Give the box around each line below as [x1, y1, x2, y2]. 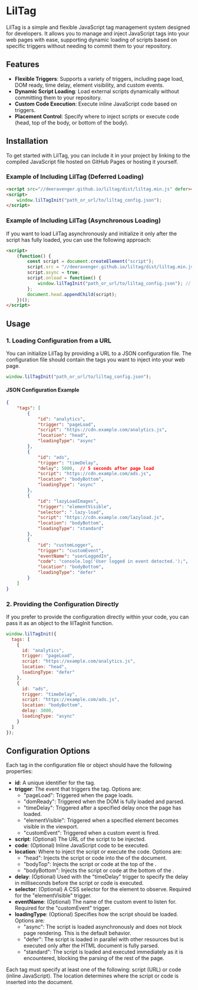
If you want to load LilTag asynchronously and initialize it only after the [6, 230, 177, 237]
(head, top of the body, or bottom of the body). [14, 119, 128, 126]
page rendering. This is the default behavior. [23, 930, 131, 937]
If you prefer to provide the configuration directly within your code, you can [6, 613, 189, 620]
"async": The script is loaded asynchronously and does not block [23, 923, 183, 930]
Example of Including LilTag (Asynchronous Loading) [6, 216, 161, 225]
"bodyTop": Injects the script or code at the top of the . [23, 861, 157, 868]
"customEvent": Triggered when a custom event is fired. [23, 830, 160, 837]
